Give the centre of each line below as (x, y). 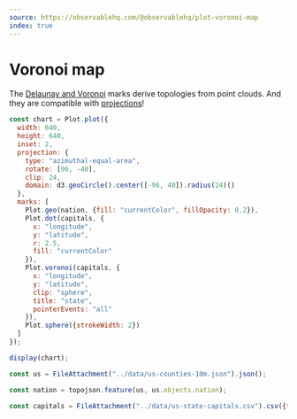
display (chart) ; (39, 358)
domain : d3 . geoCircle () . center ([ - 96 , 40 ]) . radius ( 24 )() (130, 186)
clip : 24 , (43, 177)
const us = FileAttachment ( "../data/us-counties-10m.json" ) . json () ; (138, 374)
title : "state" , (62, 301)
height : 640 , (41, 136)
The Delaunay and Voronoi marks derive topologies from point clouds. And (145, 94)
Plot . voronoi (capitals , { (73, 268)
